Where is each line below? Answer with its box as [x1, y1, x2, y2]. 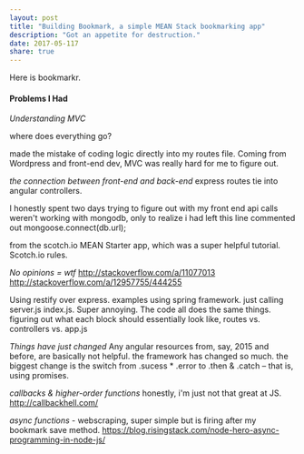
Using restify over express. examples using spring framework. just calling [9, 295, 284, 306]
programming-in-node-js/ [9, 434, 106, 446]
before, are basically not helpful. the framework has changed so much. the [9, 351, 289, 362]
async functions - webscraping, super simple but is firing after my [9, 415, 257, 426]
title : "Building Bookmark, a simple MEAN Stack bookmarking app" [9, 22, 266, 31]
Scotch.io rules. [9, 249, 68, 260]
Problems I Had [9, 93, 68, 104]
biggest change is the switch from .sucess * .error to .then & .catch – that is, [9, 360, 294, 371]
